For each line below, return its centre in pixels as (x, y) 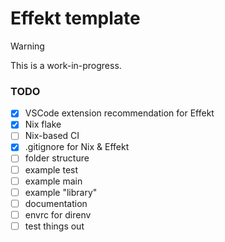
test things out (54, 226)
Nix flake (43, 124)
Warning (27, 46)
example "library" (61, 192)
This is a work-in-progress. (66, 65)
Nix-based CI (52, 136)
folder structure (57, 158)
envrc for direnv (58, 214)
